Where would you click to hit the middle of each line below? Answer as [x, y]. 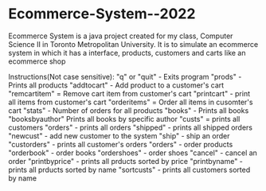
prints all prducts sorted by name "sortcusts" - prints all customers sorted [129, 170]
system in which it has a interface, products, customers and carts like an [127, 53]
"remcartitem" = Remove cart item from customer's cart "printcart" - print [129, 93]
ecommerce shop [37, 61]
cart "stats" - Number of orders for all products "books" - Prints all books [129, 110]
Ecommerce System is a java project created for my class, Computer [121, 36]
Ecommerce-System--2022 [102, 14]
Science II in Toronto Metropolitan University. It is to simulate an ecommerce [133, 44]
